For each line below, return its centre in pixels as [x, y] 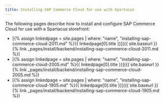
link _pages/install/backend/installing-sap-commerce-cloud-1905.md [89, 90]
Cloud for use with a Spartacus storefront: [47, 29]
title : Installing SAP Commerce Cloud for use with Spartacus [70, 10]
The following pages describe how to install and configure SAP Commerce [80, 24]
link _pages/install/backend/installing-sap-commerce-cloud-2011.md [89, 49]
